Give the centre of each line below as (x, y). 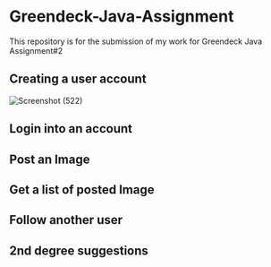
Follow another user (66, 220)
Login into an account (71, 129)
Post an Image (50, 159)
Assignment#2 (36, 50)
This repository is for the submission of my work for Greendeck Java (136, 41)
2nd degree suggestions (79, 250)
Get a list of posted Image (82, 189)
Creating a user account (78, 79)
